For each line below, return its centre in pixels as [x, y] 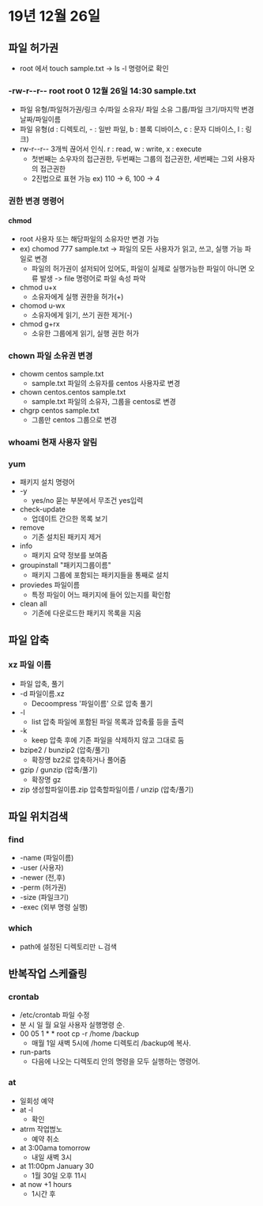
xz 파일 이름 [30, 665]
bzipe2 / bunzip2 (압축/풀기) [65, 750]
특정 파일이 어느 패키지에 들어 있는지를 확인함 [101, 595]
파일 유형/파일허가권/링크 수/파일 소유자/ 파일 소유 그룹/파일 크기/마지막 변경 [137, 110]
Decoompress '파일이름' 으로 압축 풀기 [92, 703]
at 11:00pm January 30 [57, 1166]
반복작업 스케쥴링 [48, 974]
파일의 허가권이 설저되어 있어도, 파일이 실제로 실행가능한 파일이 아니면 [139, 269]
